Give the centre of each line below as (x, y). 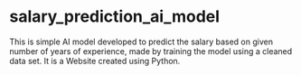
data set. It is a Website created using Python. (95, 61)
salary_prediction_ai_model (114, 17)
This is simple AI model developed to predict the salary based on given (141, 42)
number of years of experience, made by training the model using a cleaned (151, 51)
